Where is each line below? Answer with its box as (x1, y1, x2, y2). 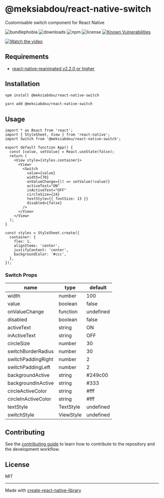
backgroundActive (7, 372, 50, 379)
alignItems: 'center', (14, 243, 60, 249)
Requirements (5, 53, 49, 61)
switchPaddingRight (7, 356, 54, 363)
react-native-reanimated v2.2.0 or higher (12, 65, 95, 71)
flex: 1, (14, 239, 32, 244)
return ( (9, 154, 27, 159)
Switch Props (5, 272, 38, 279)
